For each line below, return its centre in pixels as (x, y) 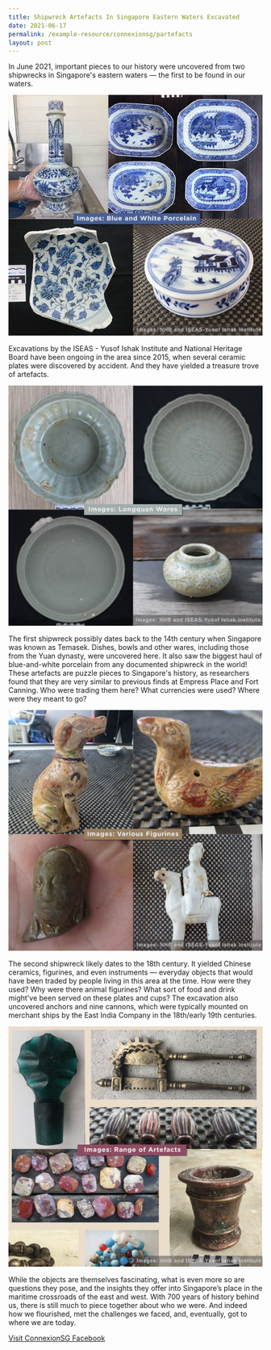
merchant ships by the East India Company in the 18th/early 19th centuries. (133, 1015)
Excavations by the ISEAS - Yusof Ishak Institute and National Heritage (125, 348)
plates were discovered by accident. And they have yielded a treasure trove (134, 365)
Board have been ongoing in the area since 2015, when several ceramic (127, 357)
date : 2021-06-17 (38, 25)
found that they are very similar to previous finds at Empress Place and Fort (133, 681)
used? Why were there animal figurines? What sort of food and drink (122, 989)
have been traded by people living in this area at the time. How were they (130, 980)
